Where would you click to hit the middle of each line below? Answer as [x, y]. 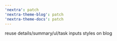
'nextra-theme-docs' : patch [34, 19]
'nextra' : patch [22, 10]
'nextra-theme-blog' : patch [34, 14]
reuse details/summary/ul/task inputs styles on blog [58, 33]
